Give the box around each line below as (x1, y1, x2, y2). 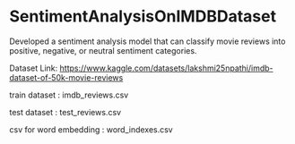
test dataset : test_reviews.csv (9, 106, 122, 117)
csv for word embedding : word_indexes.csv (9, 123, 173, 135)
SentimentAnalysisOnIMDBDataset (9, 6, 276, 27)
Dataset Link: (9, 63, 58, 73)
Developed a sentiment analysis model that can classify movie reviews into (9, 36, 286, 47)
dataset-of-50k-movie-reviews (9, 72, 124, 82)
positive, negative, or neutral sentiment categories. (9, 45, 197, 55)
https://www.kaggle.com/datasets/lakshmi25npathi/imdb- (59, 63, 273, 73)
